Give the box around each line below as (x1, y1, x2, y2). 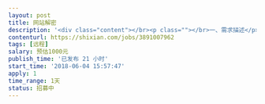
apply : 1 (8, 70, 37, 77)
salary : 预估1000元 (8, 48, 69, 56)
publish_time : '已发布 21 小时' (8, 56, 109, 63)
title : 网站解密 (8, 19, 57, 27)
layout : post (8, 11, 51, 20)
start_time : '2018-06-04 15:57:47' (8, 63, 125, 70)
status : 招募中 (8, 84, 54, 92)
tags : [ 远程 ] (8, 41, 49, 48)
